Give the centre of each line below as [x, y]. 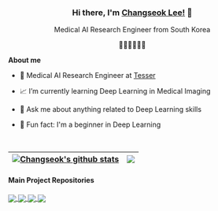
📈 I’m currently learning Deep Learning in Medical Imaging [115, 91]
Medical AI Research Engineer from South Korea [132, 30]
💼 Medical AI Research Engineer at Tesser [87, 76]
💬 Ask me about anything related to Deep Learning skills [111, 109]
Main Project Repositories [51, 180]
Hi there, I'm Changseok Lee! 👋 [132, 13]
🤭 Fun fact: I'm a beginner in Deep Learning [90, 124]
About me [25, 60]
